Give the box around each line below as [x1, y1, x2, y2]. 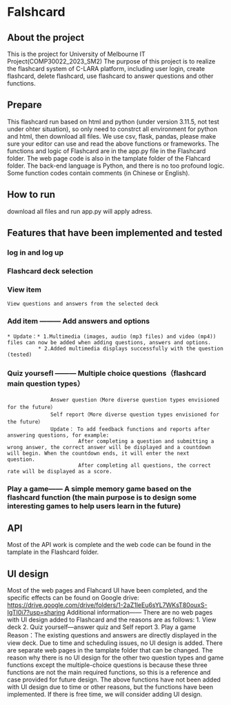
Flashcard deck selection [7, 266, 94, 276]
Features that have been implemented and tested [7, 227, 223, 239]
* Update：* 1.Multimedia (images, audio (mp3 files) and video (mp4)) [7, 333, 217, 340]
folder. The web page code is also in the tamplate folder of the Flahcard [7, 154, 211, 162]
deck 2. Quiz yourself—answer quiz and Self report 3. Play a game [7, 623, 197, 631]
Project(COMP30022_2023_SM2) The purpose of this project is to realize [7, 57, 216, 66]
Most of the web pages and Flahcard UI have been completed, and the [7, 586, 208, 595]
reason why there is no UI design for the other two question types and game [7, 653, 224, 662]
